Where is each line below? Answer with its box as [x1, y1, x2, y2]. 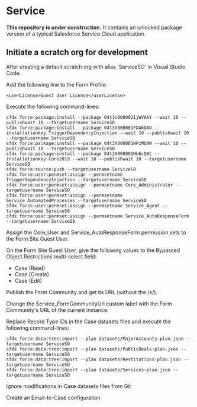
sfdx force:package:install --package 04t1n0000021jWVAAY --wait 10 [6, 114, 179, 120]
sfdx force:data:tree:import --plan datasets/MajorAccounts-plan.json [6, 336, 184, 342]
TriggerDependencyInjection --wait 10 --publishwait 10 [48, 130, 189, 136]
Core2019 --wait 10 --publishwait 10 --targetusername [48, 156, 186, 162]
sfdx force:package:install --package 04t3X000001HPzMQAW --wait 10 [6, 140, 179, 146]
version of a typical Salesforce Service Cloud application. [6, 30, 146, 37]
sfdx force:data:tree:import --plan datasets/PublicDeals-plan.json [6, 346, 179, 352]
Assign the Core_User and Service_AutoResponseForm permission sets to [6, 229, 186, 236]
